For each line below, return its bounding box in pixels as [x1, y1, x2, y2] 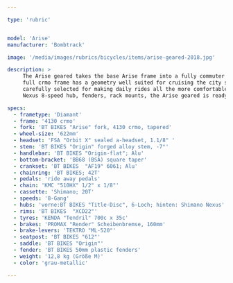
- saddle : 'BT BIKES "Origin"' [13, 240, 104, 247]
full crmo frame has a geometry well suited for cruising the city [22, 79, 222, 87]
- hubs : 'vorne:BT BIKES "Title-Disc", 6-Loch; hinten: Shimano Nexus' [13, 201, 225, 208]
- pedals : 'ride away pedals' [13, 175, 101, 182]
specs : [7, 105, 26, 112]
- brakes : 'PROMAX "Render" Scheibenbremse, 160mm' [13, 221, 166, 228]
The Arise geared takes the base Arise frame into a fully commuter [22, 73, 225, 80]
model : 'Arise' [7, 35, 51, 42]
